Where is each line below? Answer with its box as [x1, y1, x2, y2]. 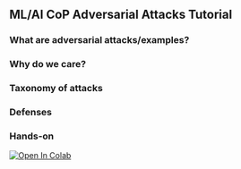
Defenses [9, 106, 52, 119]
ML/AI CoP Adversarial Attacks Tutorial [9, 7, 233, 22]
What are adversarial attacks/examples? [9, 34, 190, 46]
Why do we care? [9, 58, 87, 71]
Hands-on [9, 130, 55, 142]
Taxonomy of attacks [9, 82, 103, 95]
